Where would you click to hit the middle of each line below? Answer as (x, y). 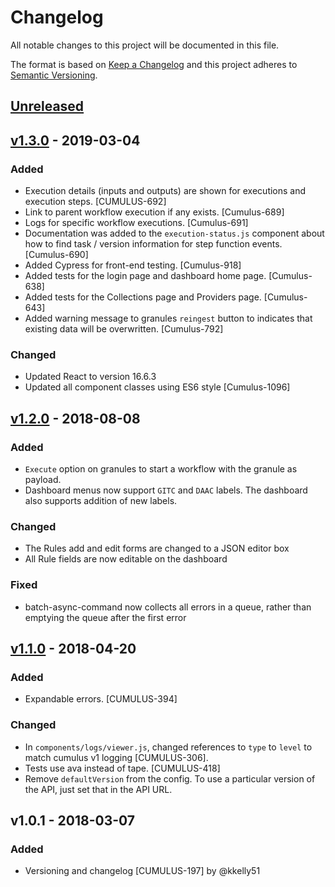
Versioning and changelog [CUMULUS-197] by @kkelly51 (142, 871)
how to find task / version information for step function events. (153, 244)
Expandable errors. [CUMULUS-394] (101, 699)
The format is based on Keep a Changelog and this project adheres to (154, 64)
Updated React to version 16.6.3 (90, 377)
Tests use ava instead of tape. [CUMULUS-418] (122, 768)
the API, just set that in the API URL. (98, 789)
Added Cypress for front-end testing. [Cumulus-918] (133, 265)
